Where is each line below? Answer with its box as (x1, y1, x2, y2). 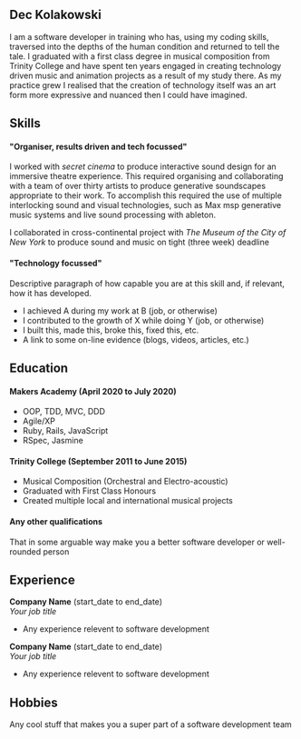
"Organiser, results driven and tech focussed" (9, 141, 188, 152)
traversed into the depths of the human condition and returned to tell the (9, 41, 280, 52)
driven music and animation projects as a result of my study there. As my (9, 70, 282, 81)
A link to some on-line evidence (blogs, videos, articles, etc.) (22, 334, 249, 345)
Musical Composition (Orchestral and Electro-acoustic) (22, 476, 228, 487)
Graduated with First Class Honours (22, 485, 157, 496)
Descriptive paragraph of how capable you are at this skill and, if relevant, (9, 277, 286, 289)
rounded (9, 545, 42, 557)
